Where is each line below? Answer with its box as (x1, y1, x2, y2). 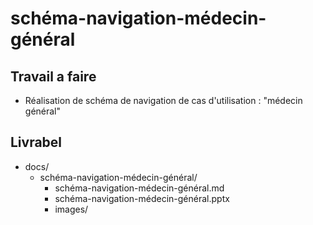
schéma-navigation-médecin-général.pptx (54, 192, 230, 204)
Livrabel (10, 134, 63, 151)
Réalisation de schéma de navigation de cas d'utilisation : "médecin (24, 95, 303, 106)
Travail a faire (10, 68, 97, 85)
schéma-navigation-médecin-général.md (54, 182, 225, 194)
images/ (54, 203, 89, 215)
